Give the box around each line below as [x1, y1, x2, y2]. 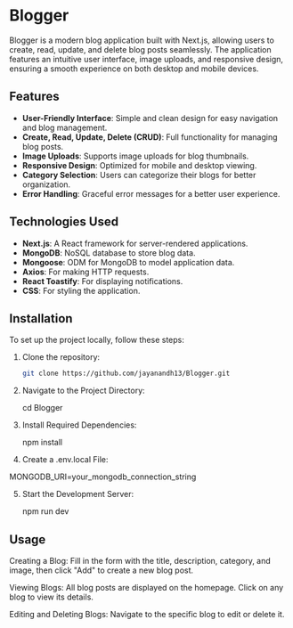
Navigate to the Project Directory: [21, 385, 145, 396]
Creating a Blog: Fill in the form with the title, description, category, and [9, 556, 272, 567]
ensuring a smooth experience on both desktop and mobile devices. [9, 63, 259, 74]
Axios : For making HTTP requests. [21, 266, 150, 277]
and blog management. [21, 122, 108, 133]
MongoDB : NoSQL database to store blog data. [21, 247, 196, 258]
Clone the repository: [21, 352, 101, 363]
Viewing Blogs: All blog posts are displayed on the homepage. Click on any [9, 583, 284, 593]
